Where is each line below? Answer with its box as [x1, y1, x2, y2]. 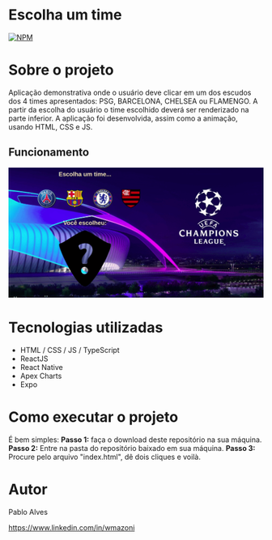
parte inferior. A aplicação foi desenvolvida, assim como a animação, [8, 113, 238, 123]
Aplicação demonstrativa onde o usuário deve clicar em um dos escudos [8, 87, 252, 97]
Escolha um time [8, 6, 122, 24]
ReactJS [19, 354, 49, 364]
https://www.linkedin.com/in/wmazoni [8, 522, 135, 532]
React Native [19, 363, 63, 372]
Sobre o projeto [8, 61, 114, 79]
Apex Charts [19, 371, 62, 381]
